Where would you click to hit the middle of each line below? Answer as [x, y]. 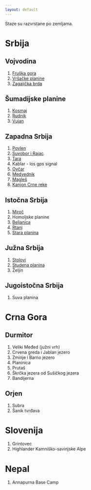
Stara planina [25, 233]
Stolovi [19, 259]
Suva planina [25, 297]
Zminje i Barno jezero [33, 357]
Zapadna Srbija [29, 136]
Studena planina [28, 265]
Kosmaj [19, 111]
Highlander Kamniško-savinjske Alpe [49, 449]
